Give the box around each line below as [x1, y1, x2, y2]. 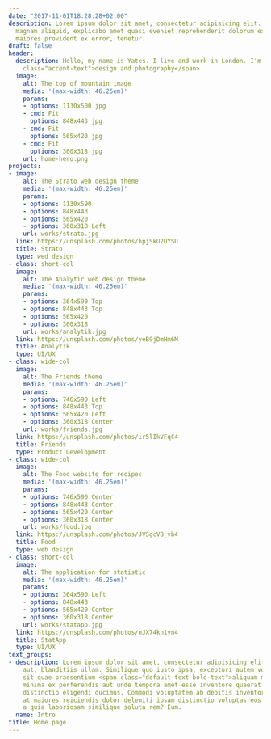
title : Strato [15, 245, 63, 253]
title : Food [15, 538, 56, 547]
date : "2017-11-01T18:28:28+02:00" [8, 11, 128, 20]
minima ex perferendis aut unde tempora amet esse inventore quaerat [23, 681, 262, 689]
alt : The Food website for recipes [23, 471, 143, 479]
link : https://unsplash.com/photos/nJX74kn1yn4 [15, 628, 179, 636]
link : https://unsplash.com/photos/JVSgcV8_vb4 [15, 530, 179, 538]
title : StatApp [15, 636, 67, 644]
